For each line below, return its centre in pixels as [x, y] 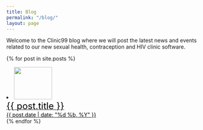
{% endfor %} [24, 121]
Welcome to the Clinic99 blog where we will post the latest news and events [101, 41]
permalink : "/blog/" [33, 18]
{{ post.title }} [36, 106]
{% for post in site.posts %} [41, 59]
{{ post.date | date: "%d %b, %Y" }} [51, 115]
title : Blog [21, 12]
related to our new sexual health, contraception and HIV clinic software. [96, 47]
